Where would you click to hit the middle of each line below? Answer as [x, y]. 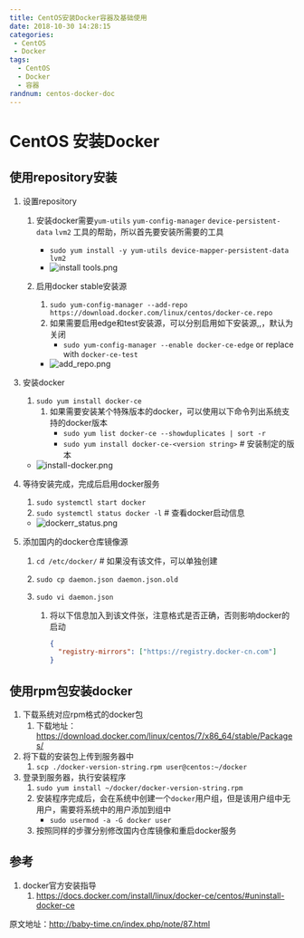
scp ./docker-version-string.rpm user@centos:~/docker [141, 767]
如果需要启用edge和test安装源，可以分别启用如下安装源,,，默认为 [171, 323]
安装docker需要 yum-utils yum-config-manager [121, 220]
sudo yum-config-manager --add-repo [119, 305]
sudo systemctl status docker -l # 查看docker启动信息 [141, 512]
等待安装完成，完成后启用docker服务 [91, 484]
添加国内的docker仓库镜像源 [75, 541]
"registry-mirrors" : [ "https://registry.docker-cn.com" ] [167, 652]
